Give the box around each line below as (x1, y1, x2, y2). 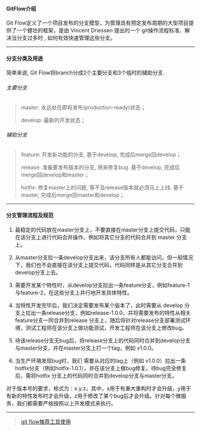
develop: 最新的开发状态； (20, 116, 86, 123)
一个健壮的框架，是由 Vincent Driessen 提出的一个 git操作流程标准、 (16, 27, 185, 34)
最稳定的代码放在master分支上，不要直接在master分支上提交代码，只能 (14, 226, 191, 233)
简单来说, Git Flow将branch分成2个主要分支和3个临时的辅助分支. (6, 69, 165, 77)
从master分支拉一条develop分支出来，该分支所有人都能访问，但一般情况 (14, 254, 193, 261)
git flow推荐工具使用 (20, 418, 71, 426)
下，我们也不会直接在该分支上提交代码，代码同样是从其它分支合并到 (14, 262, 183, 269)
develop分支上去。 (14, 269, 62, 276)
